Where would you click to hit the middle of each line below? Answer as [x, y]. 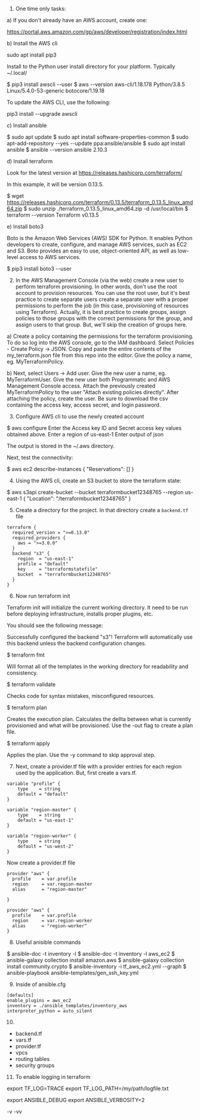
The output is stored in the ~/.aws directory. [61, 446]
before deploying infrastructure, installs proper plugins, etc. [80, 614]
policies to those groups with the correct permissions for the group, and [104, 318]
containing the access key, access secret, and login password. [84, 405]
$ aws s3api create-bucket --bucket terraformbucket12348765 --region [95, 492]
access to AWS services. [50, 257]
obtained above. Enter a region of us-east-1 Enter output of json [85, 434]
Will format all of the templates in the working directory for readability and [98, 666]
